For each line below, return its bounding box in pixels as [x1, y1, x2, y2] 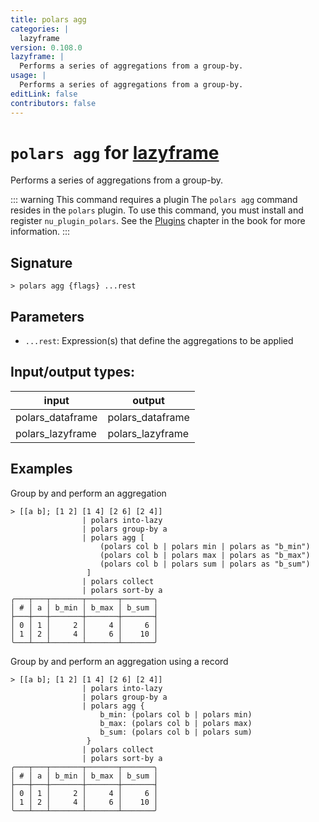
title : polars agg [10, 14, 87, 25]
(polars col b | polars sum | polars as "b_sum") [99, 559, 311, 569]
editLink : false [10, 89, 78, 99]
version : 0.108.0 [10, 42, 83, 53]
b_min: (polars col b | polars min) [99, 709, 253, 720]
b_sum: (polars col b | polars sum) [99, 727, 253, 737]
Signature [10, 254, 73, 271]
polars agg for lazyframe [10, 141, 220, 164]
